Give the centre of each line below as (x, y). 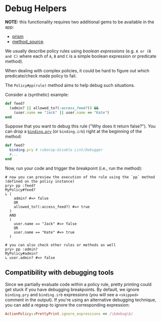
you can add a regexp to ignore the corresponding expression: (67, 305)
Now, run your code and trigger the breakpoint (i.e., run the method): (74, 168)
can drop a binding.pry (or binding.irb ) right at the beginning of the (73, 131)
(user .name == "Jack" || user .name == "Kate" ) (62, 112)
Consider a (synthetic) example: (37, 95)
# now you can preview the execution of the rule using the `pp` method (80, 177)
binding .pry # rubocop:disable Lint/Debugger (56, 150)
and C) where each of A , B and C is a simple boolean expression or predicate (81, 56)
